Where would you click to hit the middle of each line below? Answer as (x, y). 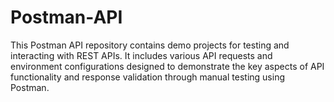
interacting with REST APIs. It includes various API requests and (141, 55)
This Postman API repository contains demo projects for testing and (150, 45)
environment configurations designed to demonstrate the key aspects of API (167, 66)
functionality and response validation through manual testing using (147, 77)
